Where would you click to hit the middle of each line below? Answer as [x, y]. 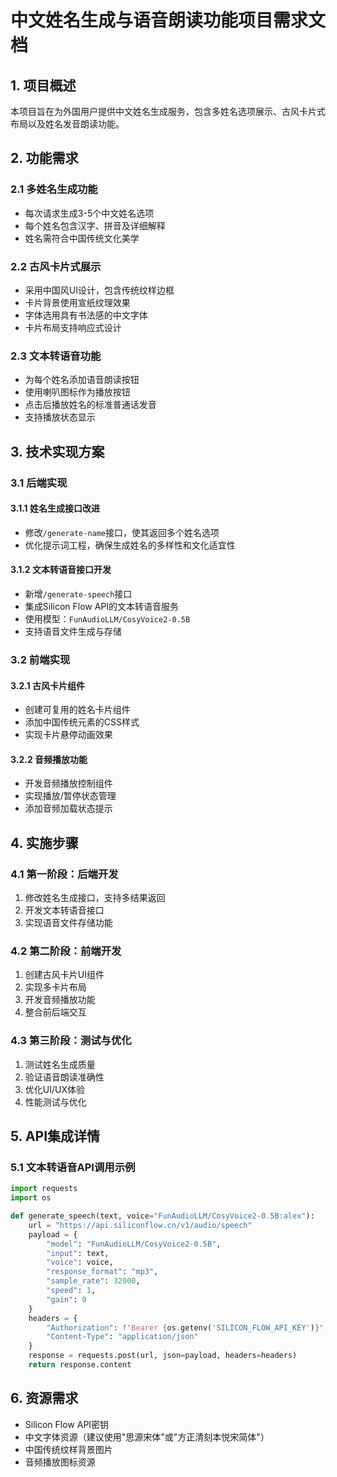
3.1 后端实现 [39, 483]
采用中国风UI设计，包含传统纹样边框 [99, 290]
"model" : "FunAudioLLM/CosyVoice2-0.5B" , [134, 1244]
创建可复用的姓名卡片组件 [77, 710]
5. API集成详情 [55, 1136]
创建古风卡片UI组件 [64, 975]
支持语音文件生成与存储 [73, 631]
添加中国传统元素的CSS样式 [82, 722]
